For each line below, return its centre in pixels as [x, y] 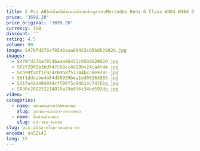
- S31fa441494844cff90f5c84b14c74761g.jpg [65, 84]
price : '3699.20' [28, 17]
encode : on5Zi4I [26, 133]
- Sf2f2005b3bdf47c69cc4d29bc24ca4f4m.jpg [65, 67]
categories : [21, 100]
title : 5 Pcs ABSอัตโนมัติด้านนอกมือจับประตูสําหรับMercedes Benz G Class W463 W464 [98, 12]
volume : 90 [20, 45]
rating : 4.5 [21, 39]
